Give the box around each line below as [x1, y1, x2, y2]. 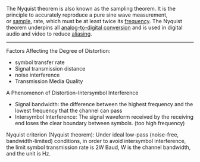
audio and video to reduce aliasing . [6, 30, 92, 37]
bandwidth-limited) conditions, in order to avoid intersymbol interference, [6, 138, 186, 144]
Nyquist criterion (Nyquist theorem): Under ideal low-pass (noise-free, [6, 131, 179, 138]
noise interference [14, 71, 60, 78]
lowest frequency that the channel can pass [14, 107, 123, 114]
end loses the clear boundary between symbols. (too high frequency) [14, 120, 185, 126]
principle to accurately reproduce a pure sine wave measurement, [6, 11, 168, 18]
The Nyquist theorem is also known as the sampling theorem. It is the [6, 5, 176, 12]
